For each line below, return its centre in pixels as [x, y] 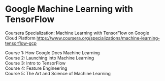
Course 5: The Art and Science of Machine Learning [58, 73]
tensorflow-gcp [21, 43]
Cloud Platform [20, 38]
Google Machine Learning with [69, 9]
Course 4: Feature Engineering [36, 68]
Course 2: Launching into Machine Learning [50, 58]
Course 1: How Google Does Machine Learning [52, 53]
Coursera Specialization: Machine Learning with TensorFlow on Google [77, 33]
